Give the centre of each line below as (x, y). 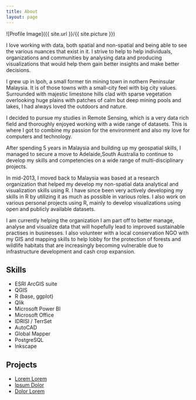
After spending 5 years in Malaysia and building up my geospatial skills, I (94, 148)
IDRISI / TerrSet (33, 321)
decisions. (18, 70)
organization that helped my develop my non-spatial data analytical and (92, 184)
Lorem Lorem (31, 379)
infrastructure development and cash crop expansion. (71, 251)
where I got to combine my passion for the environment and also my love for (98, 130)
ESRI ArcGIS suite (36, 284)
